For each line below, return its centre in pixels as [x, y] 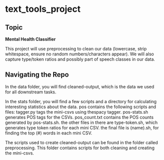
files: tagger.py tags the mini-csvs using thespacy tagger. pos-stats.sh [77, 112]
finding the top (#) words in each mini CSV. [49, 133]
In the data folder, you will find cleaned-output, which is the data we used [80, 86]
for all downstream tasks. [31, 92]
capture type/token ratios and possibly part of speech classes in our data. [80, 59]
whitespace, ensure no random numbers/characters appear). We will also [80, 54]
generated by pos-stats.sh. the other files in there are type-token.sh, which [82, 122]
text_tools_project [43, 9]
